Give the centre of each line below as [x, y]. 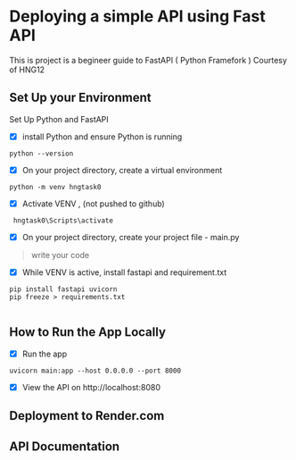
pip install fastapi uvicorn [63, 289]
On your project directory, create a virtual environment [122, 170]
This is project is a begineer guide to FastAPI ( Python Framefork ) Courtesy [148, 60]
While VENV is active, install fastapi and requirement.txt [124, 272]
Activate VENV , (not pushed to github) [93, 204]
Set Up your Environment [80, 98]
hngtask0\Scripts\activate [63, 221]
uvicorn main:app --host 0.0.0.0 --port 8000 [95, 371]
